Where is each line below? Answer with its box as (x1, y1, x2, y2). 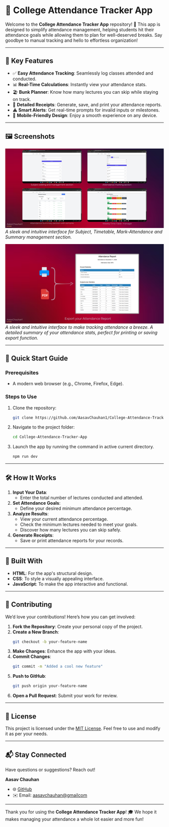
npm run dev (12, 454, 38, 459)
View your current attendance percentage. (20, 516, 108, 522)
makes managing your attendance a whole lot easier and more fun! (5, 816, 144, 822)
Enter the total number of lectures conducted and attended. (20, 494, 143, 501)
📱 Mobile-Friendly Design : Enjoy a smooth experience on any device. (12, 112, 157, 118)
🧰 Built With (5, 557, 43, 565)
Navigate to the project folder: (12, 424, 75, 430)
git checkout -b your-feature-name (12, 639, 88, 644)
